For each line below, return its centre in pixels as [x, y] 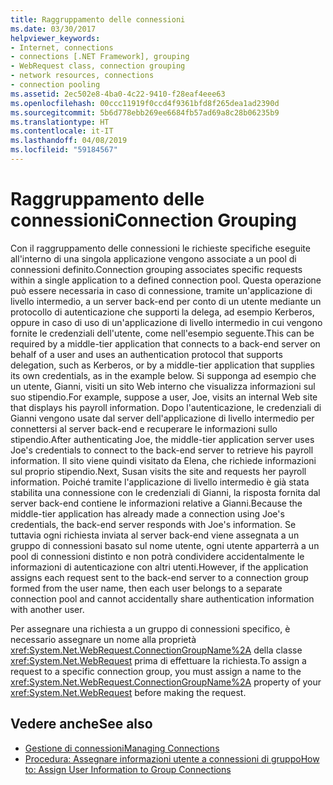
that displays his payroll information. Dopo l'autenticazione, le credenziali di [166, 407]
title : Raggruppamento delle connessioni [98, 19]
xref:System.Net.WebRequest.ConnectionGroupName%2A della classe [156, 650]
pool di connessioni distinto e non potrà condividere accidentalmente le [157, 556]
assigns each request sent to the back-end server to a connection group [159, 577]
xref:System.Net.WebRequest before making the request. [128, 692]
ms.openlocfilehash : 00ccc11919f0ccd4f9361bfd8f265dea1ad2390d [145, 103]
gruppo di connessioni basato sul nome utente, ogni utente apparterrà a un [165, 545]
